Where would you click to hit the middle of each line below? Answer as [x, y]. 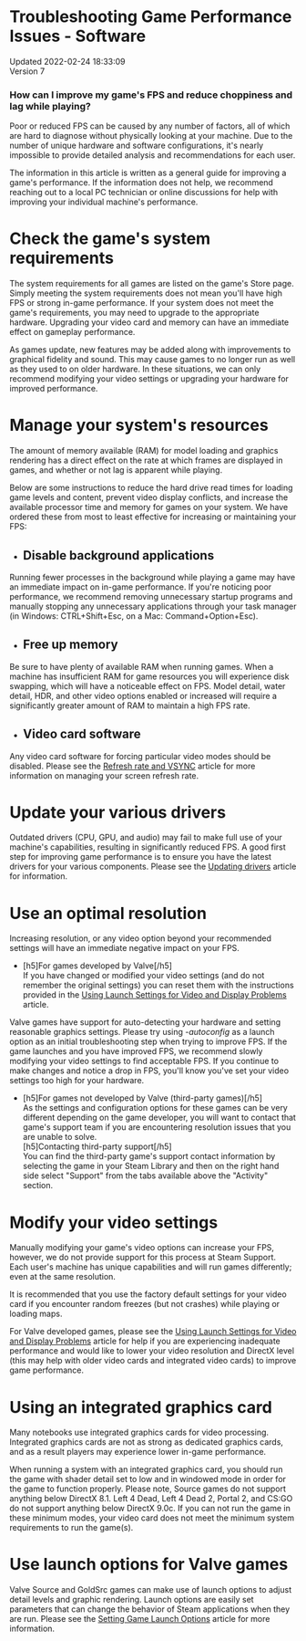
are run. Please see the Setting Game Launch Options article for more [140, 1619]
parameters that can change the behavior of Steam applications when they [150, 1609]
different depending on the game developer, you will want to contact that [159, 1118]
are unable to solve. [60, 1137]
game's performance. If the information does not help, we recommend [141, 183]
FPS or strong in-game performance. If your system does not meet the [142, 303]
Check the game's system [110, 239]
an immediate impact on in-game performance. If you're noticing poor [141, 587]
